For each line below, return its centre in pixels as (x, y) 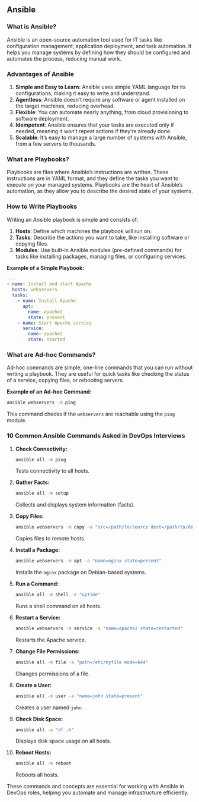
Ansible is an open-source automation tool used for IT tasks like (84, 40)
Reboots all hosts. (37, 775)
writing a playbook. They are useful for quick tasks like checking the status (98, 374)
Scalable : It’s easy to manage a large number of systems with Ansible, (101, 137)
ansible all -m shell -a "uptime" (58, 595)
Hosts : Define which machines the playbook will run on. (84, 231)
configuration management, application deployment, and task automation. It (99, 46)
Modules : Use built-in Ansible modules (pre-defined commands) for (99, 250)
